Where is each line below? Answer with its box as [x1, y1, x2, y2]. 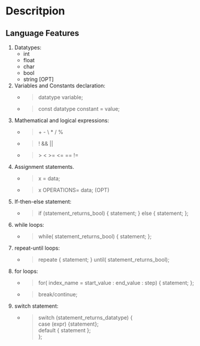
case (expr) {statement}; [38, 320, 99, 327]
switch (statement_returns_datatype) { [38, 314, 133, 321]
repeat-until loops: [14, 244, 60, 251]
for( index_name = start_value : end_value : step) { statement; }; [38, 280, 194, 286]
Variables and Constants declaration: [14, 82, 105, 89]
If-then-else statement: [14, 198, 72, 205]
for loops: [14, 268, 38, 275]
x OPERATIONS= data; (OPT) [38, 187, 110, 193]
